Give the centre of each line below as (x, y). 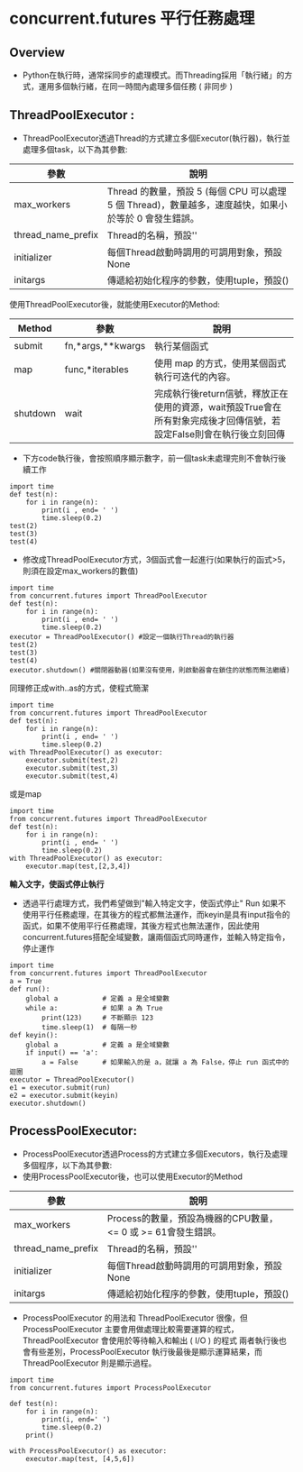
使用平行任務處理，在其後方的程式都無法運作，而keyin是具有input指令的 (156, 914)
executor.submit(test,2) (72, 760)
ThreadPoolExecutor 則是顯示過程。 (89, 1363)
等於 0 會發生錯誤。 (158, 218)
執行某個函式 (182, 346)
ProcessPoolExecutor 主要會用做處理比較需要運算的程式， (130, 1329)
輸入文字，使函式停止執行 (57, 883)
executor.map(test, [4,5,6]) (80, 1458)
